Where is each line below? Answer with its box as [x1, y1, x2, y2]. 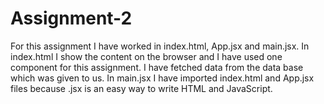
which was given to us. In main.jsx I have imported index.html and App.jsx [10, 72, 315, 84]
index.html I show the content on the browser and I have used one [10, 50, 283, 62]
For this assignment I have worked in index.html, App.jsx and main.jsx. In [10, 40, 310, 52]
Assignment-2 [10, 7, 133, 30]
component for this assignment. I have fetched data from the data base [10, 61, 304, 73]
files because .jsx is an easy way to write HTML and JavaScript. [10, 82, 273, 94]
